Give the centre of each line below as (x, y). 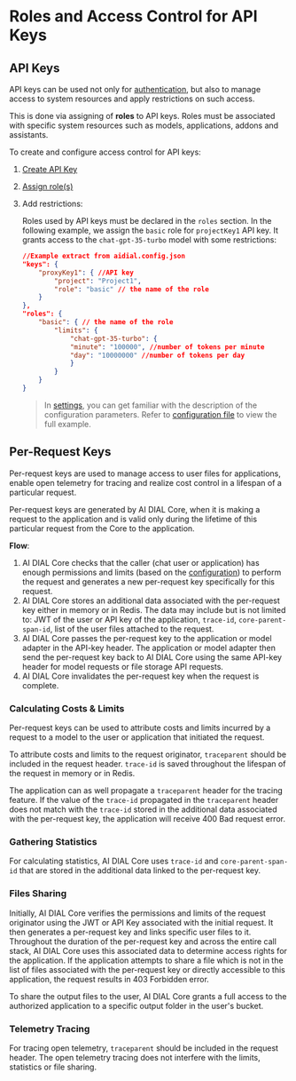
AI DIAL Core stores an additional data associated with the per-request (151, 600)
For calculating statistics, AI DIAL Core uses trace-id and (114, 861)
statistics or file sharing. (53, 1067)
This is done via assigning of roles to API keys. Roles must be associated (142, 116)
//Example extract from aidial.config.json (104, 256)
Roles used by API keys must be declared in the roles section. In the (147, 221)
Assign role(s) (47, 187)
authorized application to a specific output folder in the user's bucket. (136, 1005)
